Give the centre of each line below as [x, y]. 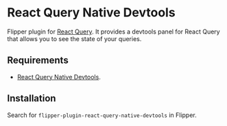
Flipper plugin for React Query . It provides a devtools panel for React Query [114, 32]
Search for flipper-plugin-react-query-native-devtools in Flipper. [102, 115]
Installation [32, 98]
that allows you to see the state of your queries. [74, 38]
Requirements [38, 61]
